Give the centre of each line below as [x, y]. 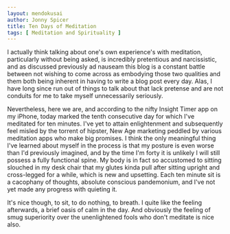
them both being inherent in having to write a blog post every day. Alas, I [110, 81]
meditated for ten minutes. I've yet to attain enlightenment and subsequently [115, 124]
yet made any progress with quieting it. [62, 189]
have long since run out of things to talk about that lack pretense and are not [115, 89]
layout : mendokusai [35, 13]
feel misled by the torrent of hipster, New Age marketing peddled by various [114, 131]
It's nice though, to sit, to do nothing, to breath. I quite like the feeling [105, 202]
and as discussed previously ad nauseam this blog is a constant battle [106, 67]
